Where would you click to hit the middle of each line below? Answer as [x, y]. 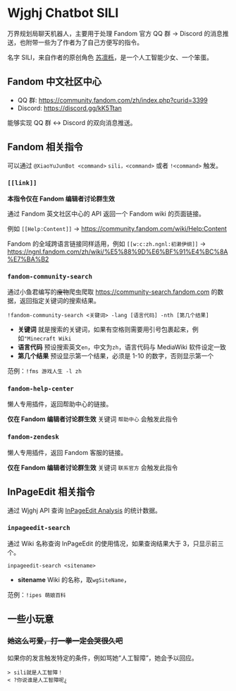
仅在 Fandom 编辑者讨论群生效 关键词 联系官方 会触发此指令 [93, 467]
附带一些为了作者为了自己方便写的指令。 [84, 42]
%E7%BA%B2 [28, 259]
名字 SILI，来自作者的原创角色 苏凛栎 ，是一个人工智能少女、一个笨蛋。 [110, 57]
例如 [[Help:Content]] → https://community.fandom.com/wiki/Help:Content [117, 228]
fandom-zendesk [33, 437]
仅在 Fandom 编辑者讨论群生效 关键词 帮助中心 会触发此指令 [93, 419]
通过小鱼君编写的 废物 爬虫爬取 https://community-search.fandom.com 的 [112, 292]
